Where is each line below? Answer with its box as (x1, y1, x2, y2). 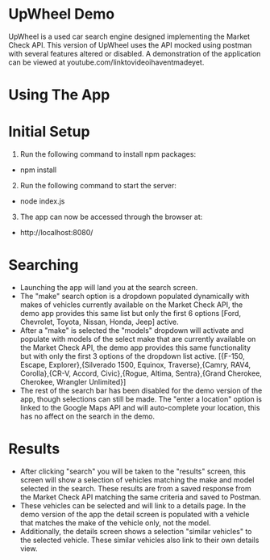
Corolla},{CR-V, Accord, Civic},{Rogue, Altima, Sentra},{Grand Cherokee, (19, 368, 262, 378)
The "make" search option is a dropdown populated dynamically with (19, 292, 250, 301)
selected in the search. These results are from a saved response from (19, 483, 251, 493)
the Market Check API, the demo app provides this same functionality (19, 343, 251, 352)
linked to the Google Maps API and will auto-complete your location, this (19, 403, 260, 412)
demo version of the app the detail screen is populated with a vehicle (19, 509, 250, 519)
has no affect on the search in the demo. (19, 411, 156, 421)
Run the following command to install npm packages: (19, 149, 196, 159)
